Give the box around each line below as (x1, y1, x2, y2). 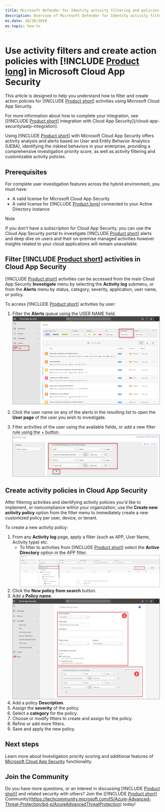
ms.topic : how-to (5, 24, 41, 29)
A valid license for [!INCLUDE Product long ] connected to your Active (12, 201, 153, 206)
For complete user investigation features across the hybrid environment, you (5, 181, 160, 187)
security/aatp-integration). (5, 123, 58, 129)
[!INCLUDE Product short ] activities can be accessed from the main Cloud (5, 276, 155, 282)
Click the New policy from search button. (12, 588, 97, 594)
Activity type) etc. (12, 539, 49, 545)
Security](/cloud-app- (115, 118, 160, 124)
